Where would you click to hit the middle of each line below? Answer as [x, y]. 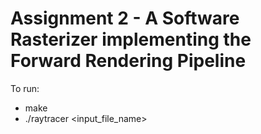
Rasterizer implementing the [131, 39]
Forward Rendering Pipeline [128, 61]
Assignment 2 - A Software [125, 18]
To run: [25, 88]
